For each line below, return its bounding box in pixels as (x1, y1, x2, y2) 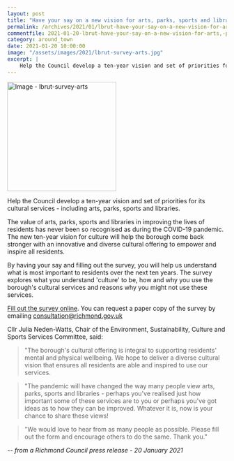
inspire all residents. (7, 247, 65, 256)
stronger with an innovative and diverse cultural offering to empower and (7, 240, 217, 248)
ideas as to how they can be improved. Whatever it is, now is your (24, 404, 214, 412)
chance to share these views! (24, 411, 109, 420)
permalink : (7, 23, 39, 30)
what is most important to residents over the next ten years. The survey (7, 268, 212, 277)
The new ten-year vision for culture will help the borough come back (7, 232, 204, 241)
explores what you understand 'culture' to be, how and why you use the (7, 275, 214, 284)
